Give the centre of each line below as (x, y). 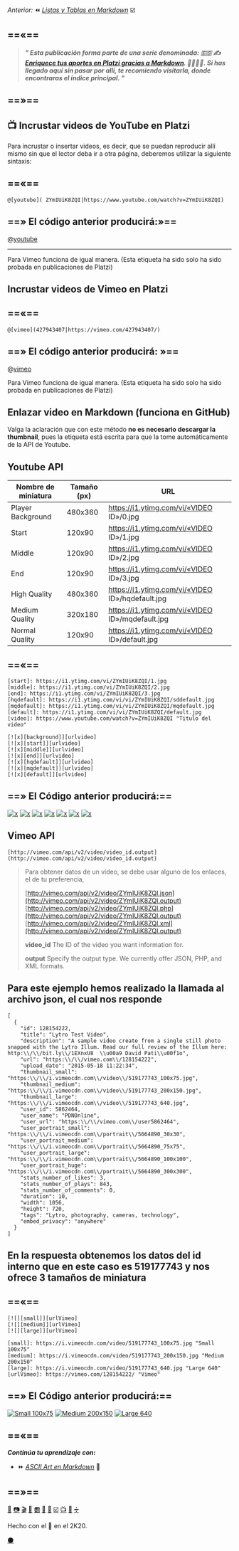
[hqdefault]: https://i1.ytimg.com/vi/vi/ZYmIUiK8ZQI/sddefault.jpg (111, 700)
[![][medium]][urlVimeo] (44, 1324)
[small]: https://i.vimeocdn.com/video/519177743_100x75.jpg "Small (111, 1343)
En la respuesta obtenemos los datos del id (104, 1255)
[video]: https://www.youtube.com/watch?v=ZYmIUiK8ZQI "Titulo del (110, 719)
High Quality (32, 594)
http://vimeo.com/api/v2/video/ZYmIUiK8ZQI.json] (101, 893)
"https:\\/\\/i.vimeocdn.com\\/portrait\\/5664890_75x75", (97, 1147)
